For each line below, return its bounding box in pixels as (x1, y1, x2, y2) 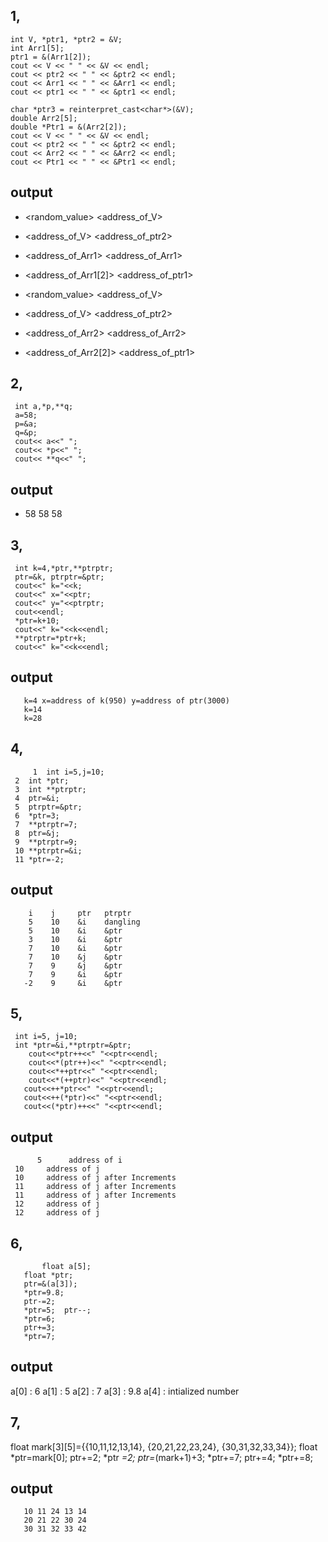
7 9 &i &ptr (28, 969, 123, 979)
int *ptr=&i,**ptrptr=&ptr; (14, 1040, 132, 1051)
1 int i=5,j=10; (32, 767, 105, 777)
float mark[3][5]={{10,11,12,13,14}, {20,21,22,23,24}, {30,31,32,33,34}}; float (10, 1440, 318, 1453)
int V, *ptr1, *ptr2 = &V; (10, 34, 123, 44)
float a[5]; (41, 1261, 92, 1271)
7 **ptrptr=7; (14, 819, 78, 829)
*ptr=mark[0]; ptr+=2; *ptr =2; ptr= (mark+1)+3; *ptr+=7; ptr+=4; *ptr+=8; (10, 1451, 314, 1463)
